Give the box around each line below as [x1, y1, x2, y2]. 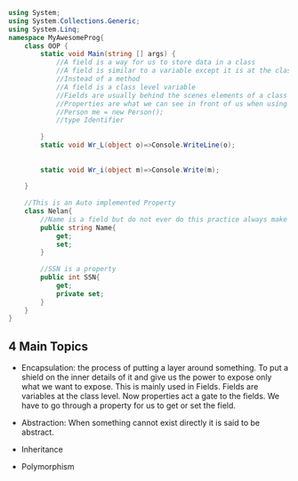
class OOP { [24, 41, 68, 51]
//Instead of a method [55, 75, 141, 84]
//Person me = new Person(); [55, 108, 165, 116]
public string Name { [40, 223, 117, 232]
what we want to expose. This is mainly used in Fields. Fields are [20, 381, 259, 392]
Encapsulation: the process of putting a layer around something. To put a [20, 363, 289, 373]
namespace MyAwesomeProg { [8, 33, 104, 42]
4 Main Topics [8, 339, 88, 354]
